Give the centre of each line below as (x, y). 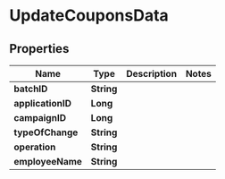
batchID (31, 89)
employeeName (48, 162)
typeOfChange (46, 132)
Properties (39, 49)
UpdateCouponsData (89, 16)
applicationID (43, 103)
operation (35, 147)
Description (151, 74)
